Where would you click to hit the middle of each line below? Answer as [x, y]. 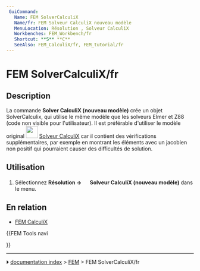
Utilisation [26, 167]
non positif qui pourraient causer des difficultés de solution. [79, 149]
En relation [26, 208]
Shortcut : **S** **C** [42, 39]
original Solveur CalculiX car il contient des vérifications [81, 136]
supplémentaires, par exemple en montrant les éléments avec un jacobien [97, 142]
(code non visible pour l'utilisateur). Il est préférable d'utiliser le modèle [93, 123]
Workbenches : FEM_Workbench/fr [53, 34]
